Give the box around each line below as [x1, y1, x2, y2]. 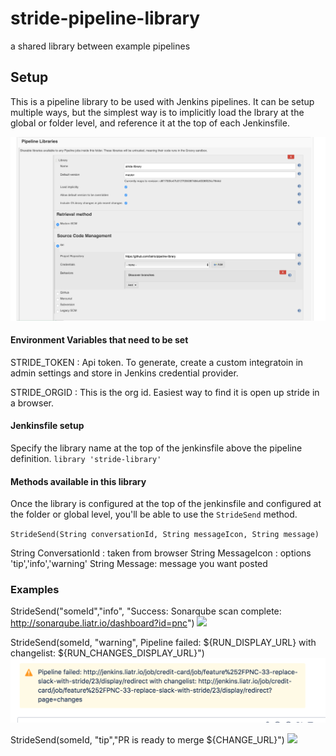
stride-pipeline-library [10, 7, 201, 30]
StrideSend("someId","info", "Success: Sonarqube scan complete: [10, 605, 282, 617]
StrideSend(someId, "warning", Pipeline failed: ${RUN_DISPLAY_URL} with [10, 637, 317, 649]
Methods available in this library [10, 475, 147, 487]
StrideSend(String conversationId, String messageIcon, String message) [10, 530, 320, 540]
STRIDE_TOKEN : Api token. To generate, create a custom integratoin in [10, 356, 304, 368]
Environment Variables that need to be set [10, 334, 189, 346]
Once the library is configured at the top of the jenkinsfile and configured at [10, 498, 322, 510]
